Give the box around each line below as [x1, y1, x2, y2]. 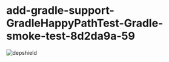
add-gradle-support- [6, 4, 115, 17]
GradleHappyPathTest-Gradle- [6, 16, 164, 30]
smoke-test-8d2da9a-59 [6, 29, 135, 43]
